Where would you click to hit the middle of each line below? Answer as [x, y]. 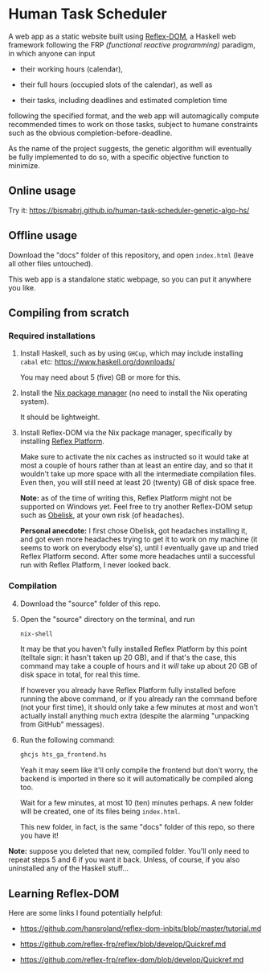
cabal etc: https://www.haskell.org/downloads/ [97, 362]
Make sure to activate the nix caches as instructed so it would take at [134, 457]
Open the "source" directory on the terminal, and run [107, 619]
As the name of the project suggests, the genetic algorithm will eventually [130, 148]
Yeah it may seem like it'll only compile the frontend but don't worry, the [139, 770]
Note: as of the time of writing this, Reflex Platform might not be [126, 498]
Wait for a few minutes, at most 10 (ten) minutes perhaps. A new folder [137, 803]
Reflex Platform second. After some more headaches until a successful [137, 557]
